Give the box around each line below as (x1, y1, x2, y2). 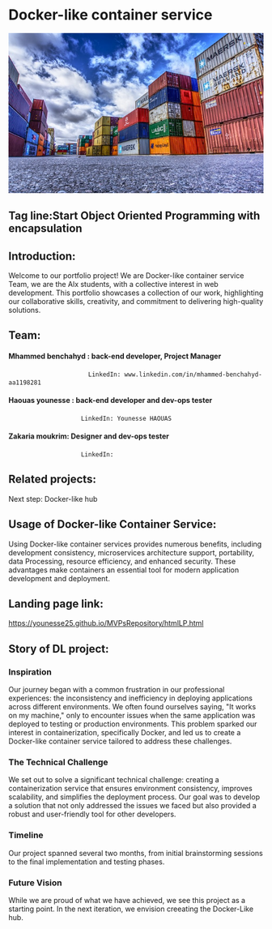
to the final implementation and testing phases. (8, 857, 165, 867)
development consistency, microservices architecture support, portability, (8, 547, 255, 557)
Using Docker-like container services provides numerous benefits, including (8, 539, 262, 549)
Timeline (8, 829, 44, 841)
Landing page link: (8, 597, 104, 610)
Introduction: (8, 249, 76, 263)
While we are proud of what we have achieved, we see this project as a (8, 895, 245, 905)
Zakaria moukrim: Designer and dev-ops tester (8, 431, 170, 441)
